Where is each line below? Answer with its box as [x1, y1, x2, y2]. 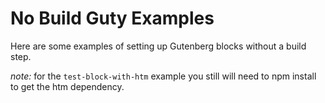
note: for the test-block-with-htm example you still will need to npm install [10, 70, 317, 82]
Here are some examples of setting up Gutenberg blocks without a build [10, 40, 307, 52]
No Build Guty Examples [10, 7, 215, 30]
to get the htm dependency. [10, 80, 125, 92]
